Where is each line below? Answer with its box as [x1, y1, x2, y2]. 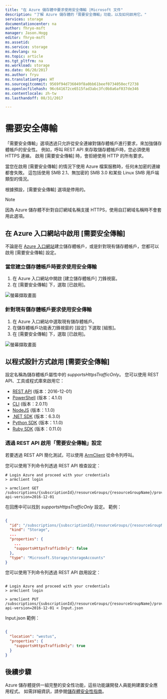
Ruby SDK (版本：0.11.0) [12, 426, 62, 432]
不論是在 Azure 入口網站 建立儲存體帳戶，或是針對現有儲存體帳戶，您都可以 [5, 243, 159, 249]
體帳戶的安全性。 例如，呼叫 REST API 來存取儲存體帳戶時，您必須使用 [5, 147, 150, 153]
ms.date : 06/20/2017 [5, 68, 48, 73]
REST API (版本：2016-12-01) [12, 388, 73, 394]
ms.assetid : [5, 40, 30, 45]
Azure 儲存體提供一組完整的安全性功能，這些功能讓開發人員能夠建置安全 [5, 682, 154, 688]
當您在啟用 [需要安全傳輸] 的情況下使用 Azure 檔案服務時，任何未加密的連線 [5, 163, 161, 170]
